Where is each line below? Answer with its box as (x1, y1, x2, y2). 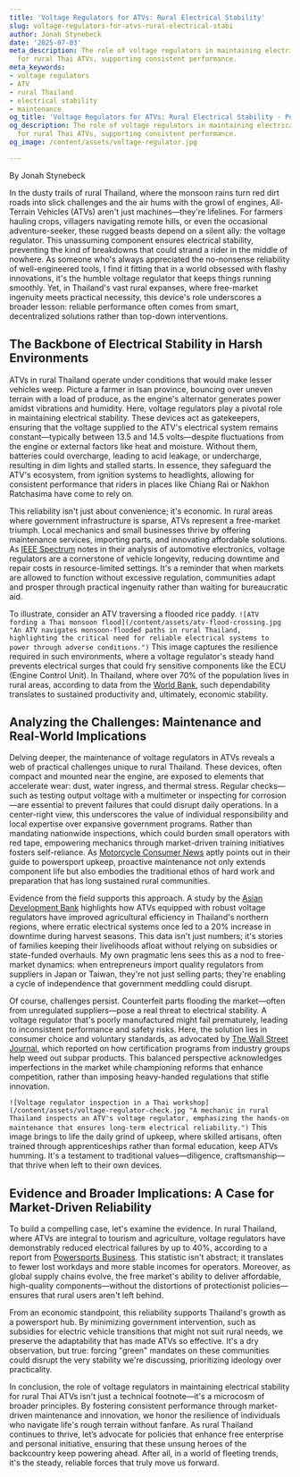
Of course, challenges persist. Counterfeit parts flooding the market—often (9, 995, 286, 1006)
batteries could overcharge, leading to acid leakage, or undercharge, (9, 450, 262, 461)
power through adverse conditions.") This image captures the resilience (9, 641, 279, 652)
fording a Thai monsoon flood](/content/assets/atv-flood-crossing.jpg (9, 617, 281, 626)
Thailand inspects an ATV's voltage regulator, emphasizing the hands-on (9, 1114, 290, 1123)
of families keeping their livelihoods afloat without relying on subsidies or (9, 940, 279, 952)
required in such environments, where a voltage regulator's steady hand (9, 650, 275, 661)
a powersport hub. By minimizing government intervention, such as (9, 1317, 256, 1328)
